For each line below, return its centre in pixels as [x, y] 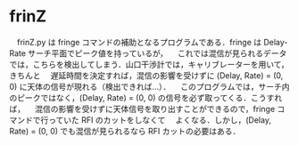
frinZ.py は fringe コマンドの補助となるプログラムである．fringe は [139, 42]
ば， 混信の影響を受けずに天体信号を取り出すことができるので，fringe [142, 109]
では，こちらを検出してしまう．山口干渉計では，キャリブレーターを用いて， [149, 64]
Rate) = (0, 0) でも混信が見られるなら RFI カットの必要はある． [125, 131]
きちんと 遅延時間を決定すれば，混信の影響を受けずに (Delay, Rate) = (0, [146, 75]
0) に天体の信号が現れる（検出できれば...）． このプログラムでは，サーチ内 [149, 86]
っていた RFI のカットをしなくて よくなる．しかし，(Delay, [160, 120]
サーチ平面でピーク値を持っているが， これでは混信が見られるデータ [157, 53]
